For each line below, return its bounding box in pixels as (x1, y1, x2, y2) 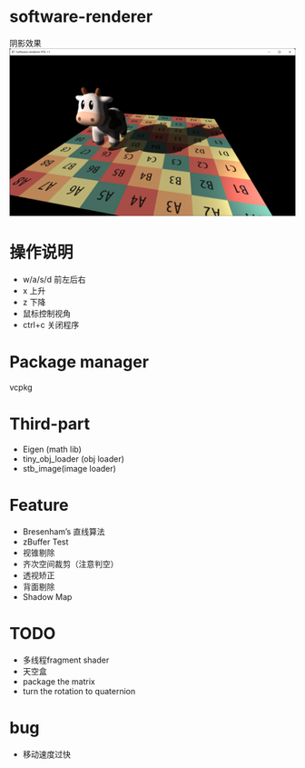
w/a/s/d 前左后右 (22, 274, 86, 285)
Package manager (9, 352, 150, 373)
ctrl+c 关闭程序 (22, 320, 80, 331)
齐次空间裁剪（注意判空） (22, 559, 119, 569)
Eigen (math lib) (22, 444, 82, 455)
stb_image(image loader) (22, 464, 116, 474)
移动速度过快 (22, 748, 71, 760)
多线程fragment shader (22, 654, 110, 665)
